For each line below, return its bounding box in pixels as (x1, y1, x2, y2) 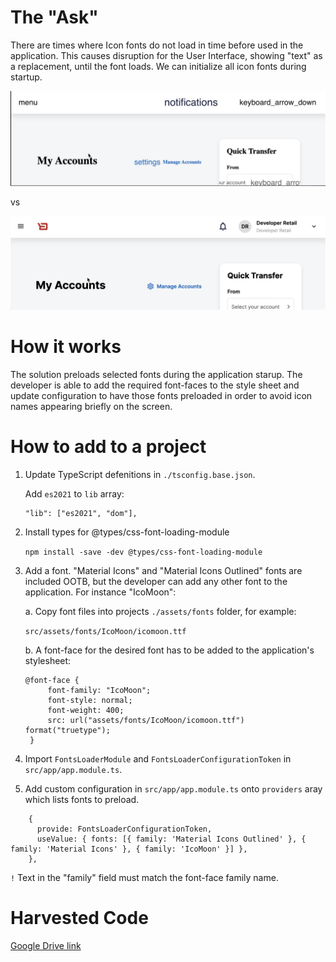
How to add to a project (10, 436, 207, 458)
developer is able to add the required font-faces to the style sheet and (10, 379, 300, 391)
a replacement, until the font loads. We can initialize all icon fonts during (10, 60, 307, 72)
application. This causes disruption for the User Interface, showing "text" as (10, 49, 323, 61)
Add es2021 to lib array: (24, 488, 125, 500)
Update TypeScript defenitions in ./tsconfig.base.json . (24, 469, 256, 481)
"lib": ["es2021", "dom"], (24, 509, 138, 519)
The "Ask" (10, 6, 99, 29)
